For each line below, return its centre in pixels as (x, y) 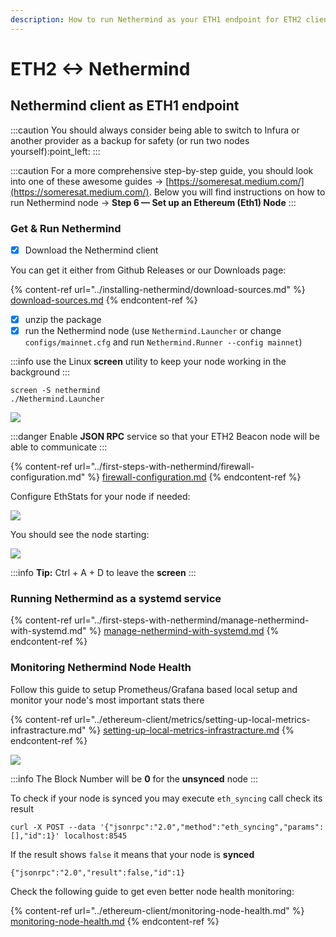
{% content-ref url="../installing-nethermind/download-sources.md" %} (158, 289)
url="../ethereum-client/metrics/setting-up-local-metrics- (192, 719)
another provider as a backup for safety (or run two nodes (130, 140)
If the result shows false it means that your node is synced (132, 854)
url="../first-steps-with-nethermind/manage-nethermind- (192, 620)
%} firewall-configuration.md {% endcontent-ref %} (194, 477)
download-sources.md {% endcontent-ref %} (104, 300)
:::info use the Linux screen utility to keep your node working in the (148, 362)
